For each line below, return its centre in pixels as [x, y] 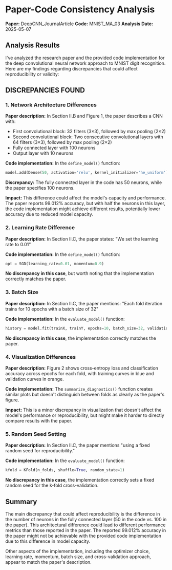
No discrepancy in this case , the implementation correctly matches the [81, 338]
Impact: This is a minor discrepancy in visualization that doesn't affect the [83, 410]
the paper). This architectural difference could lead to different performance [85, 525]
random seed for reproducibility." [40, 451]
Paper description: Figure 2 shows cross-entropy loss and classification [82, 368]
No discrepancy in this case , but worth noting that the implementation [80, 273]
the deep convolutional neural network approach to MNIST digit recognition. [85, 63]
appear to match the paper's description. [49, 562]
